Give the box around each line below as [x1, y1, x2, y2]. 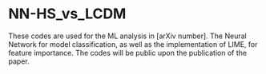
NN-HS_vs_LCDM [8, 5, 127, 23]
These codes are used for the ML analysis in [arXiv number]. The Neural [8, 31, 247, 41]
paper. [8, 56, 30, 66]
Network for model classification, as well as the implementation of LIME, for [8, 39, 258, 49]
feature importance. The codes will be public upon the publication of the [8, 48, 247, 57]
